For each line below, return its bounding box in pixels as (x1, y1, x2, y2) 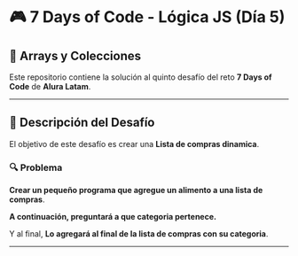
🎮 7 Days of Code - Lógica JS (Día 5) (9, 7, 286, 27)
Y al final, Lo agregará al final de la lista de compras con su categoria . (9, 229, 269, 239)
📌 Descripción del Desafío (9, 115, 155, 130)
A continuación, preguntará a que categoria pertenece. (9, 212, 217, 222)
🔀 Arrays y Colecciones (9, 48, 142, 63)
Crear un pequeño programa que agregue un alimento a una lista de (9, 185, 263, 196)
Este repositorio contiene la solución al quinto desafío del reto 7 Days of (9, 72, 272, 82)
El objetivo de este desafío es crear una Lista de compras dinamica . (9, 138, 260, 149)
